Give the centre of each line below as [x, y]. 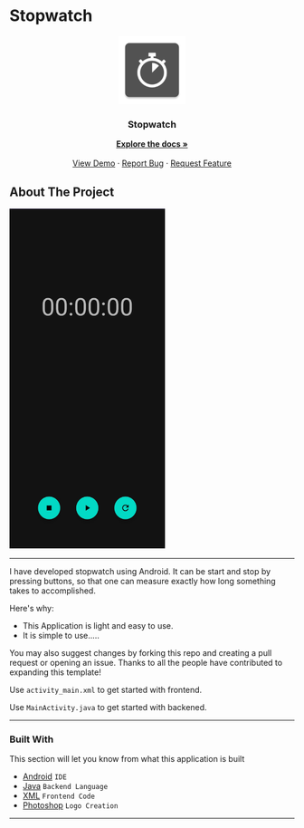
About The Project [62, 192]
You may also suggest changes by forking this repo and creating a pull [141, 653]
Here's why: [32, 609]
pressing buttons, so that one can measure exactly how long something [142, 582]
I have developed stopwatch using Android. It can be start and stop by [140, 572]
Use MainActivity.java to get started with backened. [108, 708]
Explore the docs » [152, 144]
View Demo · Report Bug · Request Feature [152, 163]
